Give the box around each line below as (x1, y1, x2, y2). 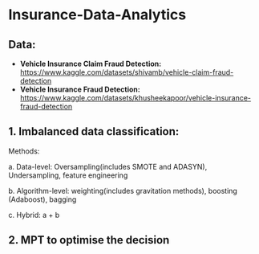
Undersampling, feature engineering (8, 170, 128, 180)
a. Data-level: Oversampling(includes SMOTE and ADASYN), (8, 162, 208, 171)
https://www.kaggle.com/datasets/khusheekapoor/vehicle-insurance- (19, 93, 251, 102)
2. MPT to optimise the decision (8, 233, 170, 247)
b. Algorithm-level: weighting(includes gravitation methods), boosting (8, 186, 238, 195)
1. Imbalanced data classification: (8, 125, 180, 138)
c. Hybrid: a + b (8, 210, 60, 219)
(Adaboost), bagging (8, 195, 77, 204)
